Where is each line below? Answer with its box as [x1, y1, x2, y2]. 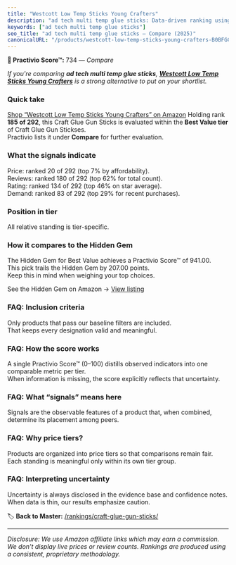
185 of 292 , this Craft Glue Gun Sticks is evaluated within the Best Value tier [7, 118, 228, 127]
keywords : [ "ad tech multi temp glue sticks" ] [7, 23, 146, 30]
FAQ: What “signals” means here [7, 392, 122, 402]
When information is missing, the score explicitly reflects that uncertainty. [7, 374, 221, 383]
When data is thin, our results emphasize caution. [7, 497, 151, 506]
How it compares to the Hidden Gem [7, 240, 133, 250]
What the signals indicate [7, 151, 96, 161]
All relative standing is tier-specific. [7, 223, 110, 231]
